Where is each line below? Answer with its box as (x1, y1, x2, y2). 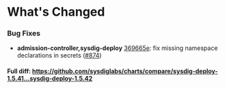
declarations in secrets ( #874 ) (16, 51, 102, 60)
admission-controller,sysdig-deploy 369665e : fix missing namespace (16, 44, 218, 52)
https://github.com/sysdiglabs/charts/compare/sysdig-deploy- (31, 67, 218, 75)
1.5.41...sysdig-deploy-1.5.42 (7, 75, 93, 83)
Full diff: (7, 67, 31, 75)
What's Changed (7, 4, 105, 20)
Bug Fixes (7, 29, 41, 38)
